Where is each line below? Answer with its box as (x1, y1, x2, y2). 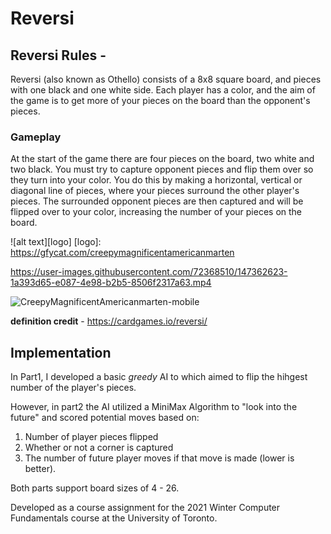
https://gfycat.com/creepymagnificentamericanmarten (10, 247, 235, 259)
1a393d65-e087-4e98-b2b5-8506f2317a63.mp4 (10, 277, 212, 289)
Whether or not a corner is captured (24, 442, 174, 454)
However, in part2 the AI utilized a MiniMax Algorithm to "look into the (10, 401, 298, 413)
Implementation (10, 344, 112, 361)
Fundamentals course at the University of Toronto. (10, 512, 218, 524)
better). (24, 463, 57, 475)
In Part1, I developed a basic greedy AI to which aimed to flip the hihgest (10, 371, 308, 383)
